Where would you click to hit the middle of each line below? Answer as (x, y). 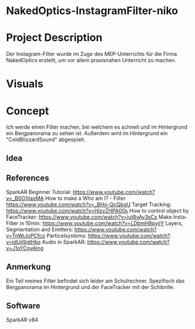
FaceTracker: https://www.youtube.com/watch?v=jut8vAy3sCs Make (89, 217)
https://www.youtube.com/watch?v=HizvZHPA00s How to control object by (97, 211)
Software (23, 306)
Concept (28, 111)
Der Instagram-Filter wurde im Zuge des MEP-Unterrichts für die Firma (92, 54)
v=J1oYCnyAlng (25, 249)
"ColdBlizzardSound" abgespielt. (46, 140)
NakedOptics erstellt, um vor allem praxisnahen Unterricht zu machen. (91, 61)
